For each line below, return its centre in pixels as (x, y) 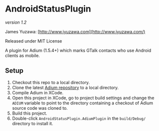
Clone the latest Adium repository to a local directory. (65, 87)
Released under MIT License (33, 41)
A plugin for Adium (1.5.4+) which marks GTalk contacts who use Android (78, 50)
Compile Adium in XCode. (38, 92)
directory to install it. (32, 123)
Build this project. (30, 113)
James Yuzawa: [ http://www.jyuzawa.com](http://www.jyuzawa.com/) (75, 31)
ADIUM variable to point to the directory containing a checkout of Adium (83, 103)
